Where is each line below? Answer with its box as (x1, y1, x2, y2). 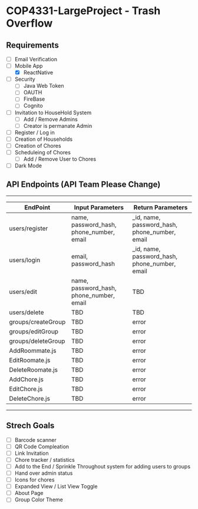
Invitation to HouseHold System (14, 109, 92, 116)
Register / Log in (14, 128, 55, 136)
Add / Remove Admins (23, 115, 78, 123)
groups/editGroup (9, 327, 59, 335)
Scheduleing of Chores (14, 148, 71, 156)
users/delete (9, 308, 44, 316)
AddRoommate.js (9, 346, 57, 355)
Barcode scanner (14, 436, 57, 443)
